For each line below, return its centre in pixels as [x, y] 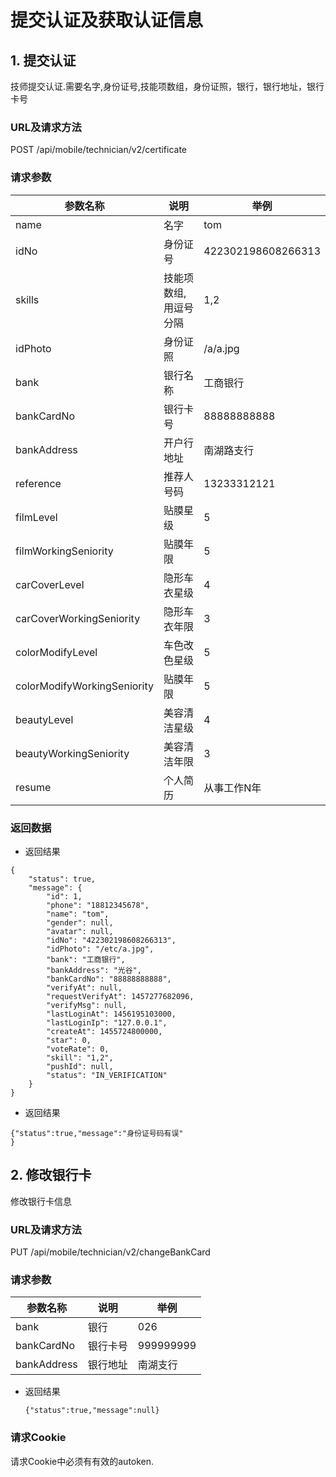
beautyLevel [44, 719]
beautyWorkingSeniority [72, 753]
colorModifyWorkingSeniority [84, 686]
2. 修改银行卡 [51, 1175]
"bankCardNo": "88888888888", [109, 979]
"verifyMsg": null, [87, 1005]
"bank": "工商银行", [86, 959]
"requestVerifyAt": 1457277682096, [120, 996]
